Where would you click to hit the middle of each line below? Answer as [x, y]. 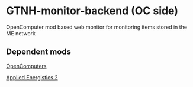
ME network [21, 33]
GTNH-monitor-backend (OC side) [92, 11]
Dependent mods [39, 52]
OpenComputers [26, 66]
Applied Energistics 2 [32, 77]
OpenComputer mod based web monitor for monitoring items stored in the [97, 27]
